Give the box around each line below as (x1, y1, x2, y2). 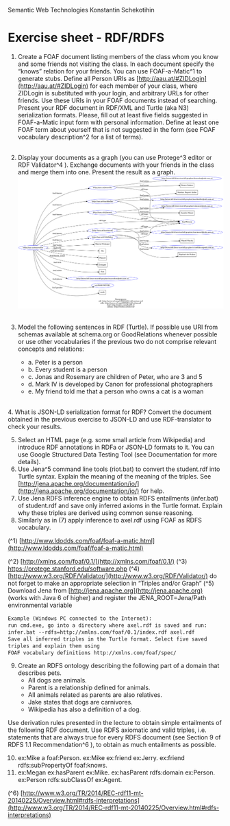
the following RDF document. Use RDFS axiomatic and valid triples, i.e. (8, 726, 207, 734)
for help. (140, 487, 165, 495)
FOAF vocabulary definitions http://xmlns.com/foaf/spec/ (8, 649, 177, 656)
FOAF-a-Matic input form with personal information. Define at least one (17, 118, 220, 126)
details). (17, 457, 41, 466)
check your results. (8, 422, 62, 431)
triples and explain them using (8, 642, 100, 650)
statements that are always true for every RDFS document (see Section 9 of (8, 733, 221, 741)
